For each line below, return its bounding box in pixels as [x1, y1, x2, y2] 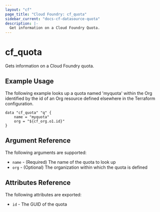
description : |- [5, 21, 38, 26]
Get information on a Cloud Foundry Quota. [9, 26, 100, 30]
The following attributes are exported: [5, 191, 82, 197]
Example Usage [5, 77, 54, 86]
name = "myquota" [14, 114, 50, 120]
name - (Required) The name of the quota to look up [12, 159, 116, 165]
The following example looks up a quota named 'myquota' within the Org [5, 90, 153, 96]
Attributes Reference [5, 179, 71, 187]
